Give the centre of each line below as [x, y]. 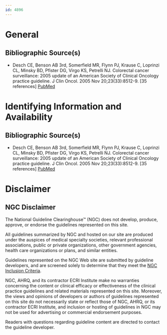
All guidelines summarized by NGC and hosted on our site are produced [79, 234]
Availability [29, 117]
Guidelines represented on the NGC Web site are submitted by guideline [79, 260]
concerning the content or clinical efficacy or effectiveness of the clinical [80, 285]
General [22, 34]
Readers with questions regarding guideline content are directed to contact [82, 322]
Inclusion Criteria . [23, 270]
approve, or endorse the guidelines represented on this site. [67, 224]
